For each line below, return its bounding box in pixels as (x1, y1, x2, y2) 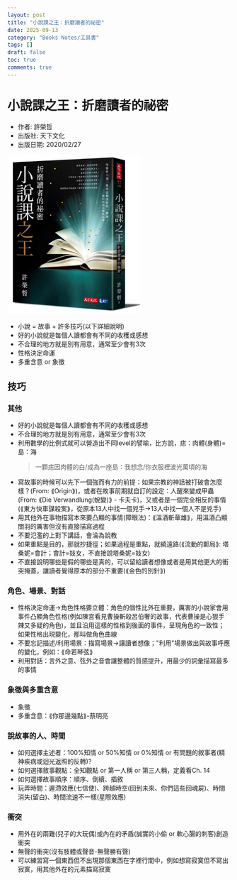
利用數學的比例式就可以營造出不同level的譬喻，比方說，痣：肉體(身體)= (17, 439, 226, 447)
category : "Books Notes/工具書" (7, 34, 100, 41)
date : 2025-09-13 (7, 26, 59, 33)
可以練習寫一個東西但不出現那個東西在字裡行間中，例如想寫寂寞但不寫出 (17, 856, 229, 865)
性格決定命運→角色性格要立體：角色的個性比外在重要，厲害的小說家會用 (17, 603, 229, 612)
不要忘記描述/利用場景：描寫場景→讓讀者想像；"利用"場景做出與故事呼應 (17, 639, 231, 647)
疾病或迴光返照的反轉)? (23, 757, 92, 766)
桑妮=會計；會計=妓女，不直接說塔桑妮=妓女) (17, 549, 151, 557)
